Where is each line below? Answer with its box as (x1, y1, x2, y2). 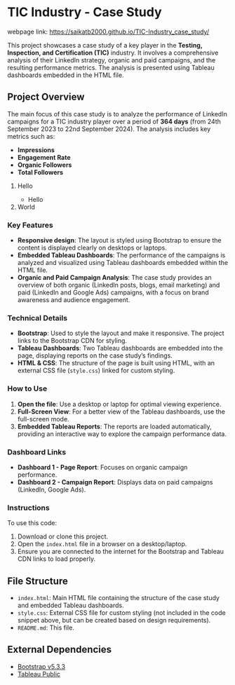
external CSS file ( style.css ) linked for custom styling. (17, 366, 175, 375)
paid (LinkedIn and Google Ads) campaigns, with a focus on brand (17, 288, 209, 297)
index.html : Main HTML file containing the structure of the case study (17, 594, 220, 602)
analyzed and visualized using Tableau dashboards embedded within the (17, 259, 229, 267)
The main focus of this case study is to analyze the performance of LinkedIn (7, 109, 228, 118)
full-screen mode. (17, 414, 69, 423)
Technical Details (7, 313, 68, 323)
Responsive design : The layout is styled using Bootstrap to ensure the (17, 236, 222, 245)
